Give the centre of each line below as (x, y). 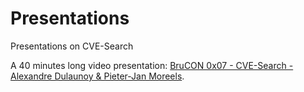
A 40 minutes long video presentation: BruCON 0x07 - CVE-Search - (152, 65)
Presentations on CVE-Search (72, 46)
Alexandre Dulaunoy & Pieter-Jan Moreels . (97, 76)
